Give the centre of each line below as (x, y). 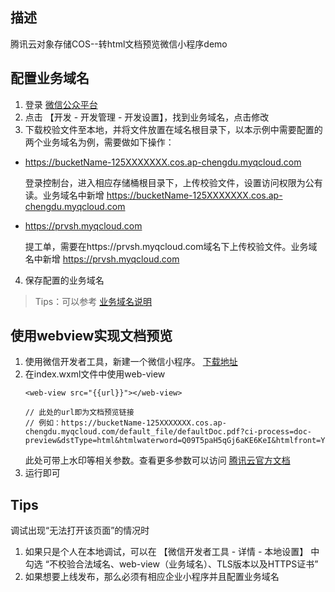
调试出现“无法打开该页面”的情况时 (80, 530)
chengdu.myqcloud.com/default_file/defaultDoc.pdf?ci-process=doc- (168, 432)
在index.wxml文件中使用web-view (95, 374)
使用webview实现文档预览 (91, 336)
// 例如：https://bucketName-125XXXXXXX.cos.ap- (125, 423)
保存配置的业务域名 (64, 280)
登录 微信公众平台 (61, 104)
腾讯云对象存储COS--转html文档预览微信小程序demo (119, 44)
